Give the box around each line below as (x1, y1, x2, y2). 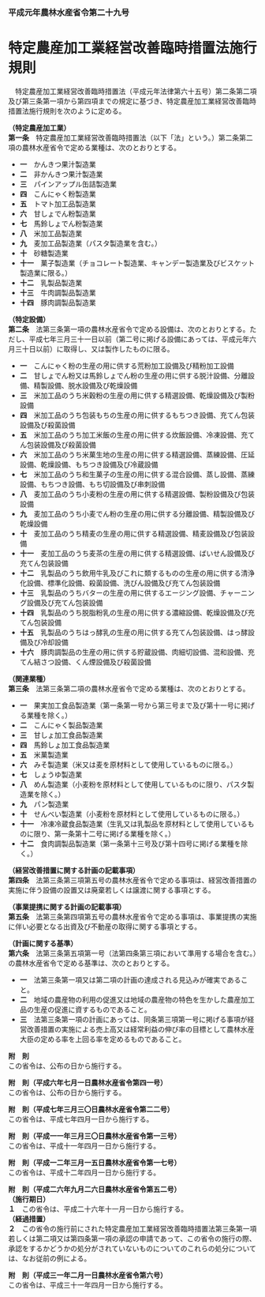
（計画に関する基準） (8, 938, 77, 948)
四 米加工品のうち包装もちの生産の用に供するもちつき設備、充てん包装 (19, 410, 255, 419)
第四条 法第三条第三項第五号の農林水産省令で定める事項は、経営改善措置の (8, 875, 257, 885)
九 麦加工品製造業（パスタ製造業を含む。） (19, 239, 162, 248)
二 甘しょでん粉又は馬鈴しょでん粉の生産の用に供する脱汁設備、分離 (19, 370, 248, 380)
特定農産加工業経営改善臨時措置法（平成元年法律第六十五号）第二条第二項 (14, 86, 257, 96)
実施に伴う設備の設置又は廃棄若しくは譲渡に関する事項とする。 (8, 885, 215, 894)
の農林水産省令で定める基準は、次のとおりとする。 (8, 958, 174, 968)
